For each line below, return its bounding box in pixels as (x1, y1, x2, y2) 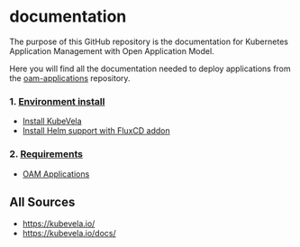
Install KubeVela (22, 115, 83, 127)
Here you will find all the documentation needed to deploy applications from (9, 63, 291, 74)
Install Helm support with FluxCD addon (22, 125, 170, 136)
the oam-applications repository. (9, 72, 131, 83)
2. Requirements (9, 148, 84, 160)
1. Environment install (9, 95, 105, 107)
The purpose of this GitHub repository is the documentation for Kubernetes (9, 36, 288, 47)
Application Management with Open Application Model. (9, 45, 214, 56)
